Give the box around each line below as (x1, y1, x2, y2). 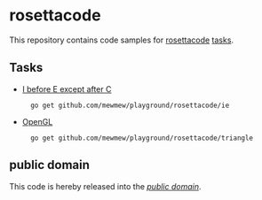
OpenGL (21, 116, 53, 127)
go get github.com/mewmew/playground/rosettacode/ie (30, 101, 230, 110)
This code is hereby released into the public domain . (9, 181, 202, 191)
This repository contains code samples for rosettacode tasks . (9, 35, 234, 45)
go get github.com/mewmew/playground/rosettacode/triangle (30, 134, 254, 142)
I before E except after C (21, 83, 112, 94)
